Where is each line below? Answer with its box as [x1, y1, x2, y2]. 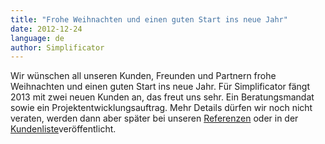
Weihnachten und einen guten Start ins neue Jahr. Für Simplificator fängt [10, 81, 311, 93]
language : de [10, 33, 65, 43]
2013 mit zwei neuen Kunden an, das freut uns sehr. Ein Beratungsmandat [10, 91, 315, 103]
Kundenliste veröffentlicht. [10, 123, 117, 135]
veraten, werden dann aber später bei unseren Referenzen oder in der [10, 112, 299, 125]
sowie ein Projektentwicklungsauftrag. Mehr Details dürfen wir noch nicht [10, 102, 313, 114]
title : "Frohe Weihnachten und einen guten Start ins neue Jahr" [10, 14, 288, 25]
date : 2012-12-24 [10, 24, 83, 34]
